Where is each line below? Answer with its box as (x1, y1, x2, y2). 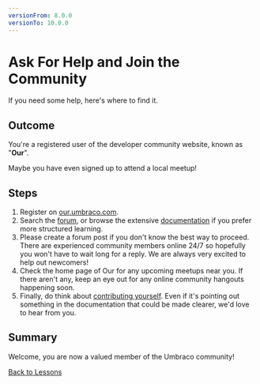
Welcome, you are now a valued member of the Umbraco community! (8, 352, 235, 361)
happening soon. (19, 283, 75, 292)
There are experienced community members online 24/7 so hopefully (19, 241, 247, 250)
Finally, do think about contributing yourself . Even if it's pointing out (19, 292, 239, 301)
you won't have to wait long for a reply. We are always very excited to (19, 250, 247, 259)
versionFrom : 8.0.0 (8, 11, 73, 20)
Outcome (8, 119, 55, 132)
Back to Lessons (8, 367, 62, 376)
